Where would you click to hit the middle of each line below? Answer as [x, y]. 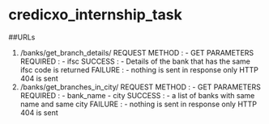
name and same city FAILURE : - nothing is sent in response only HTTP [139, 104]
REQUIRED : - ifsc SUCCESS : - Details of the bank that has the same [135, 61]
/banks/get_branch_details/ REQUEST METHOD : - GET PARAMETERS [137, 52]
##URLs [22, 37]
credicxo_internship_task [95, 15]
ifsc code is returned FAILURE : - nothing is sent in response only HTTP [139, 69]
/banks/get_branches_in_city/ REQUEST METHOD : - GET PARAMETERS [141, 87]
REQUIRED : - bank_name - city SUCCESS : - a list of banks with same [137, 95]
